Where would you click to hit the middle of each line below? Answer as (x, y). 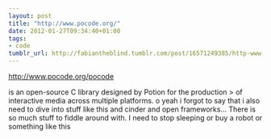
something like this (40, 126)
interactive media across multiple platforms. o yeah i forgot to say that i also (134, 101)
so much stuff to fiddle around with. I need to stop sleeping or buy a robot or (135, 118)
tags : (17, 38)
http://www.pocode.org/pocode (61, 76)
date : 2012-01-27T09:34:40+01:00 (65, 31)
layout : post (30, 16)
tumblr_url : (28, 53)
